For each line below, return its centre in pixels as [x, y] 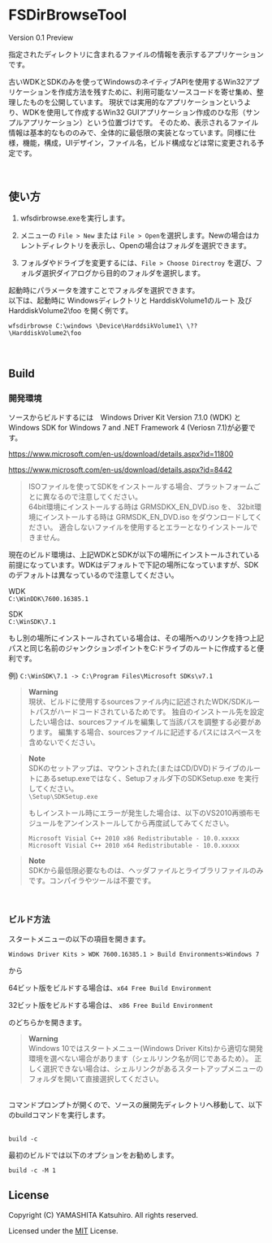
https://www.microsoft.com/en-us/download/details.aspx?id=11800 [121, 454]
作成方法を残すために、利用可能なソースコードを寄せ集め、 [158, 92]
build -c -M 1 [32, 1170]
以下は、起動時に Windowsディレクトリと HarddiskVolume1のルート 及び [130, 300]
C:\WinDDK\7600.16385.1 [49, 600]
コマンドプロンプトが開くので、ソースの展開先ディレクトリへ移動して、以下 [136, 1105]
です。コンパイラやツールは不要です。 [92, 881]
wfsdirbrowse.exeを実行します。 [75, 218]
